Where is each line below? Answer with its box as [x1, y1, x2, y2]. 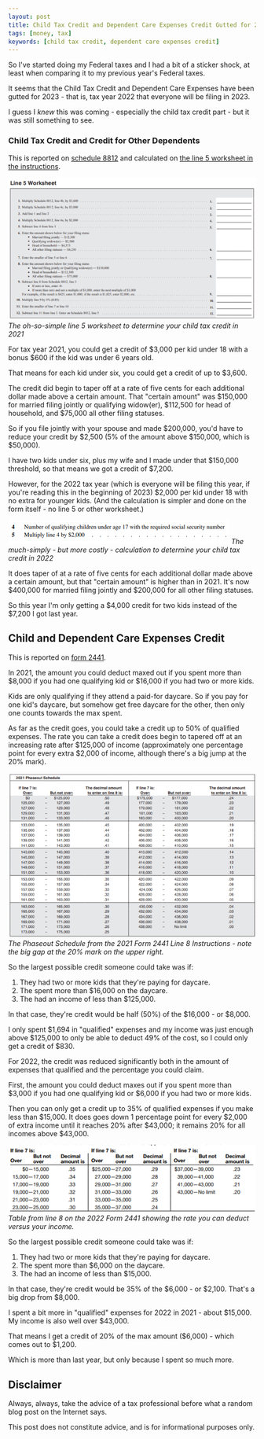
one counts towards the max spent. [8, 708, 123, 717]
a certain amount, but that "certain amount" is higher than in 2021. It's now [8, 576, 250, 586]
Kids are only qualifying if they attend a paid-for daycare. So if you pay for [8, 691, 249, 701]
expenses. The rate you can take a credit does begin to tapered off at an [8, 731, 243, 741]
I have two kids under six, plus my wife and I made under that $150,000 [8, 455, 240, 465]
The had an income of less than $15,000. [19, 1269, 152, 1279]
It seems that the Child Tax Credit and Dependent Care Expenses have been [8, 83, 255, 94]
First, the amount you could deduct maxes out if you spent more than [8, 1080, 232, 1090]
